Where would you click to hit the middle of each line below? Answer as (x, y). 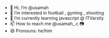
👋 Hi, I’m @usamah (29, 8)
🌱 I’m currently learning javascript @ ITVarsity (57, 18)
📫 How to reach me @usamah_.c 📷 (47, 24)
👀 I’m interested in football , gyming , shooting (57, 13)
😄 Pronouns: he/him (31, 31)
